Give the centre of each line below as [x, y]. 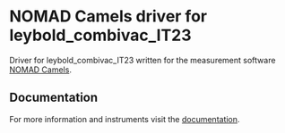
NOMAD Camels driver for [108, 17]
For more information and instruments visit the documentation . [125, 119]
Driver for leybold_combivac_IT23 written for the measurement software [142, 60]
